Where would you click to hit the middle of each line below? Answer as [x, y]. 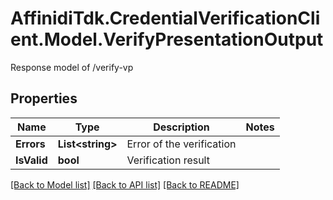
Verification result [168, 160]
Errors [30, 144]
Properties [44, 98]
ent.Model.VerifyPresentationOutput [167, 39]
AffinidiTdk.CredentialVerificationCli [165, 18]
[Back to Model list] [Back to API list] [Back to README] [125, 184]
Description [181, 127]
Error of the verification [181, 144]
